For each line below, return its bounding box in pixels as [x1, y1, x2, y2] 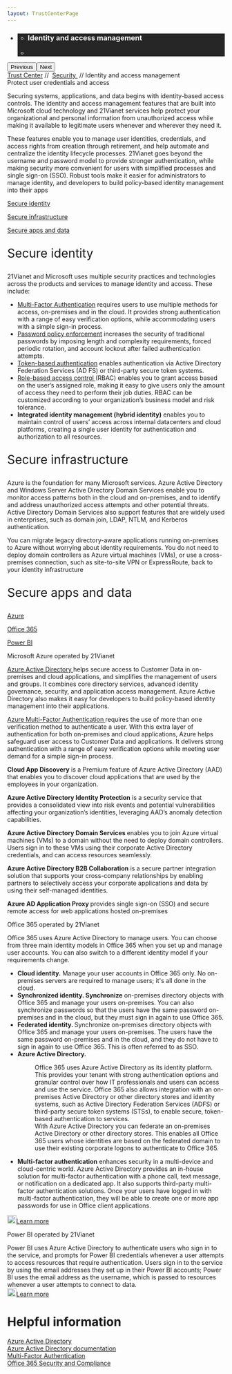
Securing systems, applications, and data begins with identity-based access [7, 91, 224, 100]
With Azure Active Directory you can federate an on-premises [34, 1122, 211, 1130]
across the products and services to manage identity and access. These [7, 279, 213, 287]
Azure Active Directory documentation [7, 1344, 117, 1353]
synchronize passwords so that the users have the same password [17, 1006, 208, 1014]
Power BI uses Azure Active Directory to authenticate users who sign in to [7, 1243, 217, 1252]
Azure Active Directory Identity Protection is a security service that [7, 793, 202, 801]
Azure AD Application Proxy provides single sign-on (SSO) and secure [7, 899, 209, 908]
